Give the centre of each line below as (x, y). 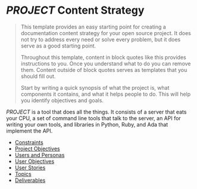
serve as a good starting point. (58, 46)
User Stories (30, 168)
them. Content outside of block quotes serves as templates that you (104, 70)
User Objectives (35, 161)
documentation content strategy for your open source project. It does (106, 33)
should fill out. (38, 76)
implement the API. (29, 131)
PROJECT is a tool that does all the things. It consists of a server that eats (96, 112)
